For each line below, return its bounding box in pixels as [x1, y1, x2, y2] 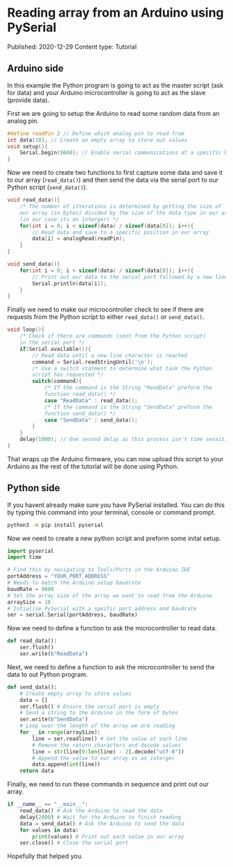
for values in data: [19, 827, 79, 834]
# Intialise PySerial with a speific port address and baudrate [7, 605, 197, 612]
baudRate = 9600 [7, 585, 54, 592]
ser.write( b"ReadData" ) [19, 651, 89, 658]
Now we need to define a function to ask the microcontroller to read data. [7, 624, 217, 633]
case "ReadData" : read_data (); [44, 397, 138, 404]
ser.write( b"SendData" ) [19, 716, 89, 723]
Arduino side [7, 62, 64, 74]
